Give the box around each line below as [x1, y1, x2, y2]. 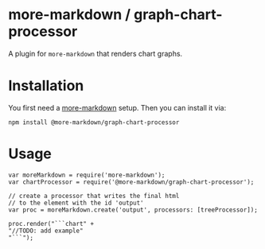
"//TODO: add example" [8, 227, 84, 235]
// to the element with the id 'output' [8, 199, 145, 207]
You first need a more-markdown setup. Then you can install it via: [8, 103, 227, 112]
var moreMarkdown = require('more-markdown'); [8, 171, 166, 179]
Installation [8, 77, 84, 95]
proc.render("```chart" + [8, 220, 94, 228]
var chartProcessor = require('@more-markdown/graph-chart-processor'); [8, 177, 255, 186]
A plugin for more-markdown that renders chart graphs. [8, 49, 183, 58]
